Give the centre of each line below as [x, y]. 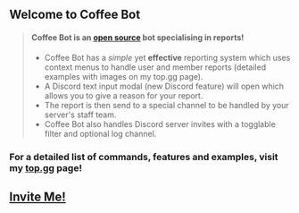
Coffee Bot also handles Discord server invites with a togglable [160, 124]
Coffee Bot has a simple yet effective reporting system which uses [167, 57]
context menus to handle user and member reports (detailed [155, 67]
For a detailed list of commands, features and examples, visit [144, 157]
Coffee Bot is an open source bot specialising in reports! [137, 37]
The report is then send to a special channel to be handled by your [167, 105]
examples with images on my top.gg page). [124, 76]
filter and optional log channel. [100, 133]
